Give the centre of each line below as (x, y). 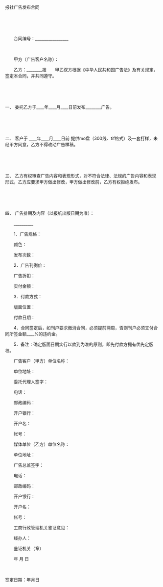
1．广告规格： (27, 234)
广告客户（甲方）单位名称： (41, 361)
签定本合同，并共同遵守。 (31, 76)
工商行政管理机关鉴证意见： (41, 528)
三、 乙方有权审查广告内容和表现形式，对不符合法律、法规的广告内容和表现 (81, 176)
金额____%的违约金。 (39, 334)
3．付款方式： (28, 296)
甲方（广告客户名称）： (36, 59)
